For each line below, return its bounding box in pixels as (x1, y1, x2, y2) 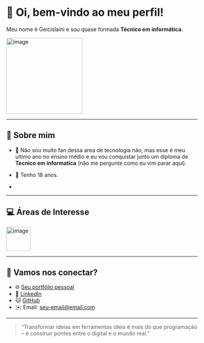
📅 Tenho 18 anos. (15, 171, 59, 178)
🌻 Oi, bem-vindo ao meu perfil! (6, 5, 164, 19)
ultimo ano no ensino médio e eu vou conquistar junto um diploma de (15, 153, 188, 160)
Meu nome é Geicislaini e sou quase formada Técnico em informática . (6, 26, 183, 33)
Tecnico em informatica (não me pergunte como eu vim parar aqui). (15, 159, 187, 167)
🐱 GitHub (15, 297, 41, 304)
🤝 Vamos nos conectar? (6, 267, 98, 277)
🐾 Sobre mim (6, 130, 56, 140)
